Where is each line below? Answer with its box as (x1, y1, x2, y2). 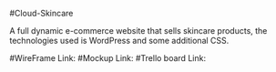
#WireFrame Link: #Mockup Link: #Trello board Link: (9, 53, 207, 63)
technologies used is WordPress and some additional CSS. (9, 36, 230, 46)
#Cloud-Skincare (9, 8, 74, 18)
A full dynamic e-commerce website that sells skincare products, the (9, 26, 268, 36)
